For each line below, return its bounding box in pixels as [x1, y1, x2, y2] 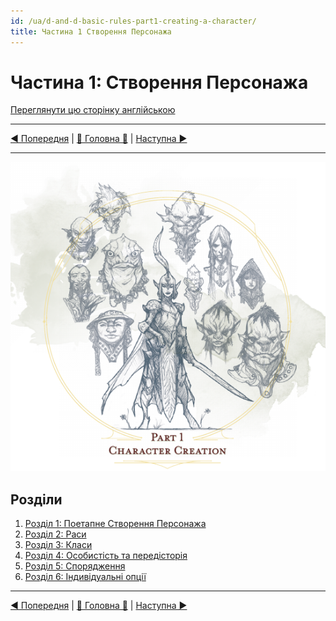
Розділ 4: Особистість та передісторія [24, 550, 188, 562]
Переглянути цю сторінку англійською [10, 104, 176, 116]
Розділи [10, 491, 63, 508]
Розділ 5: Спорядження [24, 560, 126, 572]
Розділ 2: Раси [24, 528, 87, 540]
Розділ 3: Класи [24, 539, 93, 551]
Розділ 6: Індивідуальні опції [24, 571, 147, 583]
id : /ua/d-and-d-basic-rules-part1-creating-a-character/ [10, 16, 257, 26]
